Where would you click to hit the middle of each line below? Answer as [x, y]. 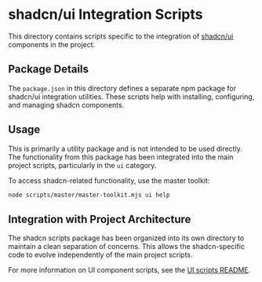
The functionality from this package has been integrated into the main [121, 157]
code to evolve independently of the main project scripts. [101, 255]
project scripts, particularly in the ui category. [82, 165]
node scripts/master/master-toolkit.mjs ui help [89, 195]
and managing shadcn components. [66, 104]
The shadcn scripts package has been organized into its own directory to [126, 238]
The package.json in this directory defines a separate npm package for [122, 88]
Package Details [48, 70]
